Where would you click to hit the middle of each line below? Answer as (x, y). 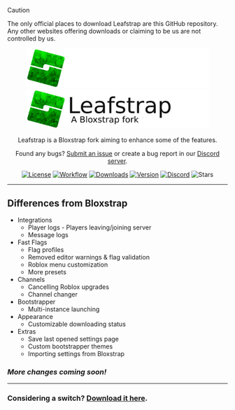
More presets (47, 272)
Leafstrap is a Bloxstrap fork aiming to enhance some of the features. (117, 140)
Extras (27, 332)
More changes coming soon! (57, 372)
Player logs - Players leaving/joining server (90, 227)
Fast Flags (32, 242)
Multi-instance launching (64, 309)
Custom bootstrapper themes (70, 346)
